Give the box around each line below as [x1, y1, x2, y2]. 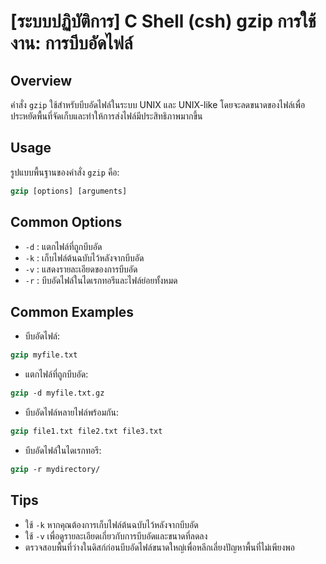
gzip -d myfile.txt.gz [10, 388, 105, 399]
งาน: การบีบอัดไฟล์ [10, 32, 133, 55]
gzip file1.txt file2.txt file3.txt [10, 426, 163, 437]
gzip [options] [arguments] [10, 186, 128, 196]
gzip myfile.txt [10, 350, 78, 360]
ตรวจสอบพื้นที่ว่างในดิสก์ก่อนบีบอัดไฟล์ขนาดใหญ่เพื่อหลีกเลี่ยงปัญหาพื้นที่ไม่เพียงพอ [24, 541, 295, 553]
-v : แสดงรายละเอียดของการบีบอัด [24, 263, 138, 275]
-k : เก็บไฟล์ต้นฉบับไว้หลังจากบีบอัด [24, 251, 145, 264]
